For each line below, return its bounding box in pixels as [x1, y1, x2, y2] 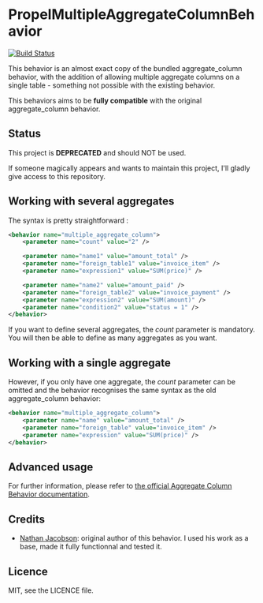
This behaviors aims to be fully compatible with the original [8, 96, 202, 105]
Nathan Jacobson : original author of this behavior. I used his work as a [19, 534, 249, 543]
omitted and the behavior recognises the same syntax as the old [8, 385, 217, 395]
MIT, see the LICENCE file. [8, 586, 94, 595]
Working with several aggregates [8, 195, 175, 208]
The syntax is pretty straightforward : [8, 215, 128, 225]
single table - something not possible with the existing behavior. [8, 81, 216, 90]
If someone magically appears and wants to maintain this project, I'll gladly [8, 163, 250, 173]
